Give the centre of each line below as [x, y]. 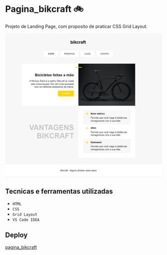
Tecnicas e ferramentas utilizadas [59, 191]
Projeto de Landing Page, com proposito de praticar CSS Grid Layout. [77, 26]
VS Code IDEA [26, 220]
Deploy [16, 235]
